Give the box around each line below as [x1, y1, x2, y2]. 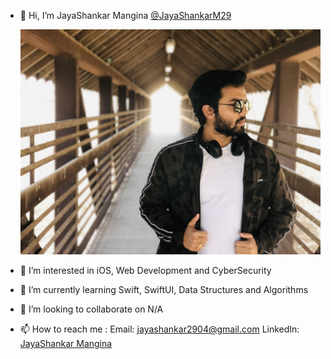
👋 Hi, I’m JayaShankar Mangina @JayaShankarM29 [19, 10, 232, 21]
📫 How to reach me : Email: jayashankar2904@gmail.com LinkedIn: [19, 323, 300, 335]
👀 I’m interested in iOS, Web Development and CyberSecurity [19, 265, 272, 277]
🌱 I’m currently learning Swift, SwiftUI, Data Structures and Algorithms [19, 284, 309, 296]
